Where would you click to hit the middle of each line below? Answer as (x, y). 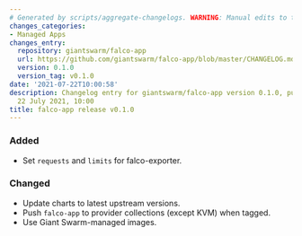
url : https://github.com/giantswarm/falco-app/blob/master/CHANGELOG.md (156, 59)
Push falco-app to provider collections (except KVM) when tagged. (147, 213)
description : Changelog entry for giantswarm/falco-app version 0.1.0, (146, 92)
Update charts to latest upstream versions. (101, 203)
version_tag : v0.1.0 (56, 76)
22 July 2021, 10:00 (56, 101)
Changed (30, 183)
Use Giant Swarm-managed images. (89, 222)
